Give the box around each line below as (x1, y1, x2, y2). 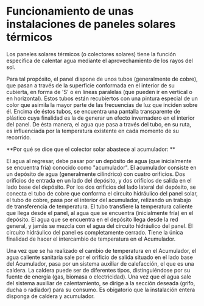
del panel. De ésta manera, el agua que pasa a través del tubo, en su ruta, (6, 120, 192, 128)
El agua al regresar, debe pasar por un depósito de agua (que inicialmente (6, 157, 192, 164)
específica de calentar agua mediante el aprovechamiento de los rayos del (6, 57, 193, 64)
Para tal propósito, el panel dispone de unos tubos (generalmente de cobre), (6, 75, 198, 82)
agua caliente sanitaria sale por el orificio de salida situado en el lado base (6, 253, 193, 261)
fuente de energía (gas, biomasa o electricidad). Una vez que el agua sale (6, 273, 192, 280)
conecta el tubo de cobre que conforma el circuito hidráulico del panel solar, (6, 189, 198, 197)
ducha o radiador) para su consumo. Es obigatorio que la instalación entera (6, 286, 195, 293)
